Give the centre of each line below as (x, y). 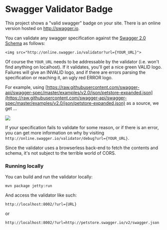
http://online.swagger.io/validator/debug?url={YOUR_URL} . (67, 138)
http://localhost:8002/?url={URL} (41, 205)
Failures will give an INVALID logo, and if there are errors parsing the (76, 72)
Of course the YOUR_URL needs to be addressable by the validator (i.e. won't (82, 61)
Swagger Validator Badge (59, 9)
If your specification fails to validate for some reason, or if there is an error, (82, 127)
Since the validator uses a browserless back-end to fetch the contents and (82, 148)
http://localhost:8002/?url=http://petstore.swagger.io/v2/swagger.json (82, 223)
